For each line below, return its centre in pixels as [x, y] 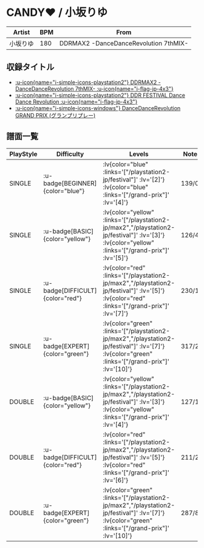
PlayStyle [23, 154]
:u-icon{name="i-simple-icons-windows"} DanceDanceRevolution [98, 108]
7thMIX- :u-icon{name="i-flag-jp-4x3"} [124, 88]
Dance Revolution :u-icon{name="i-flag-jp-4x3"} [76, 102]
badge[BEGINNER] [70, 183]
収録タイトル [30, 67]
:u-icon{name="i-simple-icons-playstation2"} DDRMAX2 [86, 82]
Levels [139, 154]
